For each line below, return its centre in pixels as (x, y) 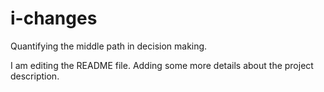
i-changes (54, 18)
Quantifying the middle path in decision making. (109, 46)
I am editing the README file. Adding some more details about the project (162, 65)
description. (35, 76)
